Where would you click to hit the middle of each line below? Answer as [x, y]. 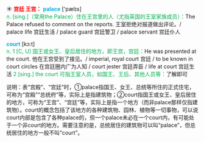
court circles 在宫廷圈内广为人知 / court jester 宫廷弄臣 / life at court [92, 66]
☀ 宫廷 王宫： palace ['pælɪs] [44, 9]
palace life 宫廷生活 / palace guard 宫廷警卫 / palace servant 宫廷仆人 [93, 32]
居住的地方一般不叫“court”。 [47, 133]
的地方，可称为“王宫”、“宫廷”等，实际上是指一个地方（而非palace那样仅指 [100, 102]
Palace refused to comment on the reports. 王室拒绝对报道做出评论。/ [94, 24]
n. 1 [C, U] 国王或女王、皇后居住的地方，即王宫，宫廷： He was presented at [101, 51]
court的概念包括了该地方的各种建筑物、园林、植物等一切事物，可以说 [111, 110]
